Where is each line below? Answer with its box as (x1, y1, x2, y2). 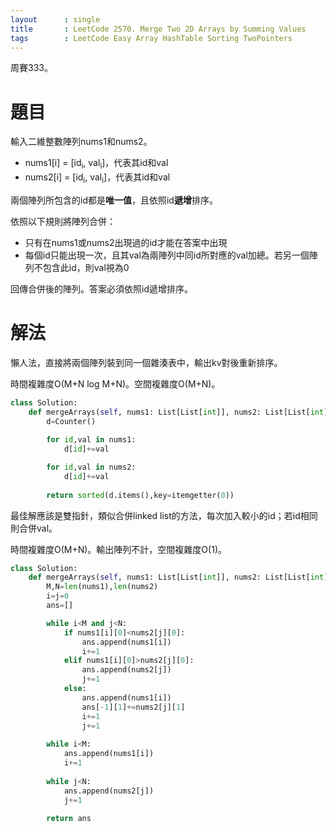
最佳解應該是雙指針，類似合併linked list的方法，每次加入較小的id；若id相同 (10, 509, 318, 521)
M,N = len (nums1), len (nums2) (46, 582, 159, 592)
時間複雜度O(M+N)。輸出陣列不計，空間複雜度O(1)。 (10, 543, 227, 555)
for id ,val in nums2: (46, 462, 137, 473)
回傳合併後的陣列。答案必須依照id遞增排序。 (10, 282, 193, 295)
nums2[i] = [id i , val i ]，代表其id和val (24, 171, 171, 185)
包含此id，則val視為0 (42, 261, 130, 273)
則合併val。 (10, 522, 58, 534)
